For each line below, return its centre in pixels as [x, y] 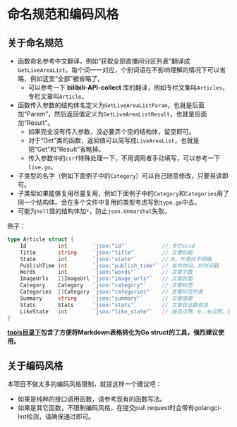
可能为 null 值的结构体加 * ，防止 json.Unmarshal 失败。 [94, 211]
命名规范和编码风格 [63, 14]
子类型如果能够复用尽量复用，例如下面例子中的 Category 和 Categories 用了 [123, 193]
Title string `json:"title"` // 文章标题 [106, 252]
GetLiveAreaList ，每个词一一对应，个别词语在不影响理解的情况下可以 [119, 70]
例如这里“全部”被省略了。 [67, 79]
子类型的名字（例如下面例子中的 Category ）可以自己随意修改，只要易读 [120, 176]
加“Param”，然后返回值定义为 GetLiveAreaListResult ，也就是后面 [112, 114]
